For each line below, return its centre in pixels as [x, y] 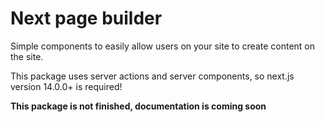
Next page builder [86, 18]
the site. [27, 56]
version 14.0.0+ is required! [66, 86]
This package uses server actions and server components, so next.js [152, 76]
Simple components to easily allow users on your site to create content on [163, 46]
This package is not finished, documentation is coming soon [138, 106]
